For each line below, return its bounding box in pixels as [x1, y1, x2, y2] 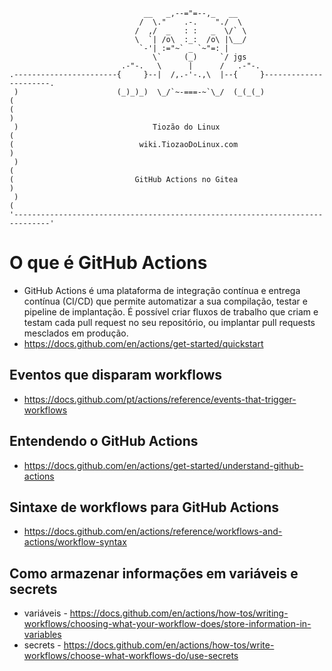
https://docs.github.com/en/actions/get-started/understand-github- [23, 459, 304, 471]
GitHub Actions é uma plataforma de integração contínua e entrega [23, 284, 301, 296]
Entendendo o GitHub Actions [9, 433, 199, 450]
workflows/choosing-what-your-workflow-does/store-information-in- [23, 618, 312, 630]
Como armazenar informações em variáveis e [9, 565, 299, 582]
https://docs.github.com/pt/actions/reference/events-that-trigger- [23, 393, 297, 405]
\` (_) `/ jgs [152, 52, 247, 62]
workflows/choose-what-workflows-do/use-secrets [23, 650, 239, 662]
